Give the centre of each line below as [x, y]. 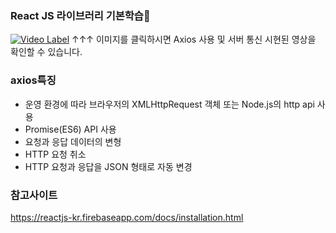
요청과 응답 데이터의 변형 [73, 141]
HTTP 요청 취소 [55, 154]
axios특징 [33, 80]
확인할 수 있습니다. [46, 52]
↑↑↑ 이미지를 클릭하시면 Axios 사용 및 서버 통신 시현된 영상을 [194, 39]
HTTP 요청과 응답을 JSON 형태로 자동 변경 [108, 166]
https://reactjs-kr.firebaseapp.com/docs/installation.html [127, 217]
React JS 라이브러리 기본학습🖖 [80, 15]
